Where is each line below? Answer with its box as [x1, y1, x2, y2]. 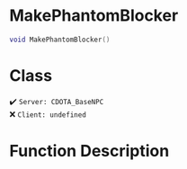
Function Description [9, 140, 170, 161]
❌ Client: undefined [9, 109, 87, 120]
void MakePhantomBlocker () [9, 35, 111, 44]
